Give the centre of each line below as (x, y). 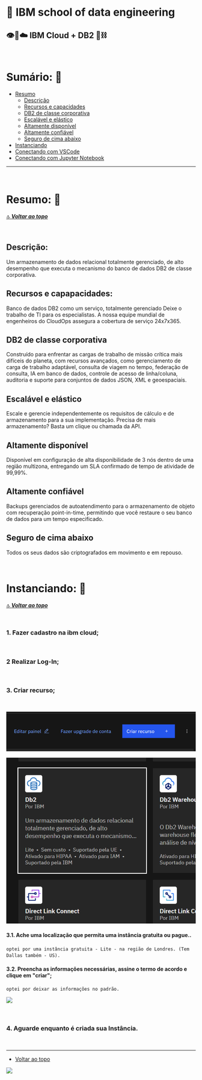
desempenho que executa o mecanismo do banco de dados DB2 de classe (99, 268)
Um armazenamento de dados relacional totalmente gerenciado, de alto (95, 262)
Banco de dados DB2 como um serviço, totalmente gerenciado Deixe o (94, 308)
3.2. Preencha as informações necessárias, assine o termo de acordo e (97, 969)
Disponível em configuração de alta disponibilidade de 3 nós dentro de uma (100, 459)
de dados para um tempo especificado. (55, 519)
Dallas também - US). (33, 956)
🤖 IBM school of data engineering (91, 12)
